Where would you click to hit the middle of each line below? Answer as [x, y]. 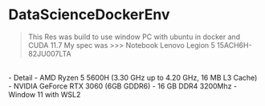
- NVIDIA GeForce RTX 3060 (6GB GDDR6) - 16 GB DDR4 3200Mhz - [123, 86]
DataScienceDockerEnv [89, 15]
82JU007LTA [49, 53]
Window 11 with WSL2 [45, 94]
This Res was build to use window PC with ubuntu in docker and [134, 37]
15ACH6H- [234, 45]
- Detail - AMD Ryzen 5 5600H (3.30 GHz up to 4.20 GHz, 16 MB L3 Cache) [133, 77]
